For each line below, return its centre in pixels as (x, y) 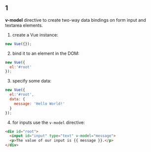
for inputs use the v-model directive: (49, 122)
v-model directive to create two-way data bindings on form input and (76, 20)
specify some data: (32, 81)
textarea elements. (24, 25)
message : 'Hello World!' (39, 104)
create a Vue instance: (35, 35)
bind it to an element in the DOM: (46, 53)
